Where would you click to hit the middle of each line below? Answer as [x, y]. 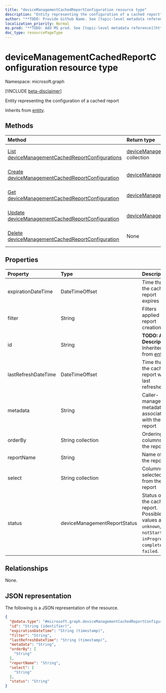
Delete [15, 233]
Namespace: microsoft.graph [35, 81]
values [150, 520]
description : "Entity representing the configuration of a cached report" [84, 14]
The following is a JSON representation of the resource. [62, 608]
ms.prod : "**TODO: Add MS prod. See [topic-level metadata [67, 28]
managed [153, 401]
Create [16, 171]
